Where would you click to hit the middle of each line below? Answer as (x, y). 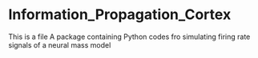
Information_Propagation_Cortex (120, 15)
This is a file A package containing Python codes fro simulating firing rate (129, 37)
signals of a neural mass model (60, 44)
